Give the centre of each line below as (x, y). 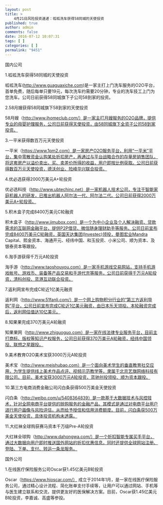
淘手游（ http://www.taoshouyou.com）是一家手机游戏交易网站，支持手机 (78, 267)
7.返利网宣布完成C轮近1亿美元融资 (39, 289)
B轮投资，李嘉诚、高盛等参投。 (36, 498)
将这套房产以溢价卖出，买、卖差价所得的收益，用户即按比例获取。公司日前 (79, 162)
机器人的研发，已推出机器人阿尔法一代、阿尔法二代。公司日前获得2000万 (82, 195)
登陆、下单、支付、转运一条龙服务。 (41, 448)
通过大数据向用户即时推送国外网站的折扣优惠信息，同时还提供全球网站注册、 (81, 442)
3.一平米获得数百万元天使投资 (35, 140)
